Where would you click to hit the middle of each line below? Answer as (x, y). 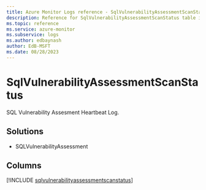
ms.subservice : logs (33, 35)
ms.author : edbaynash (34, 40)
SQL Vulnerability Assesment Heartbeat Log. (63, 112)
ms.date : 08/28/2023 (33, 52)
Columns (24, 165)
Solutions (25, 131)
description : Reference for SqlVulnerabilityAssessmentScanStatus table (101, 18)
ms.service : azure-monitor (41, 29)
